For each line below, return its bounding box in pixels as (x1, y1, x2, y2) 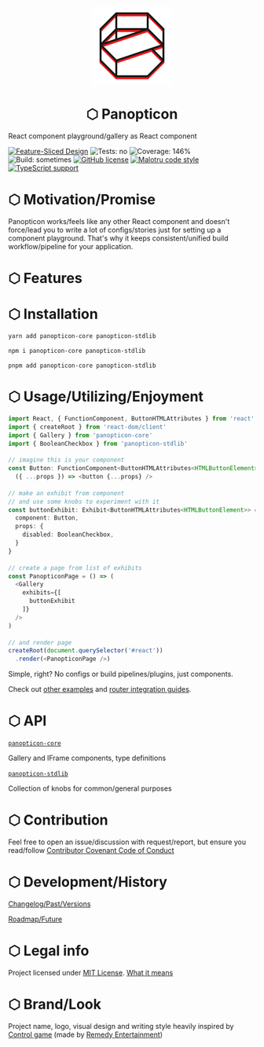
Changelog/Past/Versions (8, 899, 91, 909)
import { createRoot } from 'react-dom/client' (8, 423, 167, 431)
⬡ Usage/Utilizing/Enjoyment (8, 388, 204, 406)
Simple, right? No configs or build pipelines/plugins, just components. (8, 670, 233, 679)
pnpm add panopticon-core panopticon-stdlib (8, 362, 156, 369)
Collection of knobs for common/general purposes (8, 784, 172, 793)
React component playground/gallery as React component (8, 131, 197, 141)
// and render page (8, 638, 72, 646)
